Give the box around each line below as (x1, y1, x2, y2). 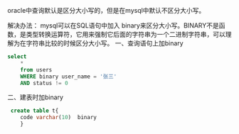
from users (20, 66, 53, 73)
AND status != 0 (20, 79, 69, 86)
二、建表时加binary (7, 93, 64, 101)
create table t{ (10, 107, 59, 115)
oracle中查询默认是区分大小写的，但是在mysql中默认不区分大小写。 (7, 6, 206, 14)
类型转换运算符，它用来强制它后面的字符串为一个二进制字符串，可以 (26, 30, 225, 38)
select (7, 53, 27, 60)
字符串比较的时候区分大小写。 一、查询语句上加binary (26, 39, 184, 48)
